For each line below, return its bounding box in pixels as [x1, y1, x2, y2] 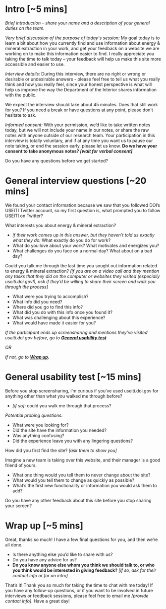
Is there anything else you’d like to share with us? [12, 551, 113, 557]
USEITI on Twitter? [5, 213, 43, 219]
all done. [5, 541, 23, 547]
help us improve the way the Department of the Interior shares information [5, 86, 157, 92]
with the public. [5, 92, 37, 98]
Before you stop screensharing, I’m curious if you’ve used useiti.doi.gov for [5, 387, 159, 393]
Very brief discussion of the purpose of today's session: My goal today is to [5, 35, 160, 41]
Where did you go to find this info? [12, 304, 83, 310]
